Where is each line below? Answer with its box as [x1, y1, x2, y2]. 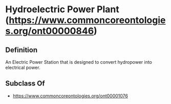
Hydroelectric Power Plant [5, 4, 119, 15]
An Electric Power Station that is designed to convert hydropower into [5, 59, 153, 65]
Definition [5, 45, 37, 54]
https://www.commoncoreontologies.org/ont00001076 [12, 93, 128, 99]
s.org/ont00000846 [5, 25, 94, 37]
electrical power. [5, 65, 40, 70]
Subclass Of [5, 79, 45, 88]
